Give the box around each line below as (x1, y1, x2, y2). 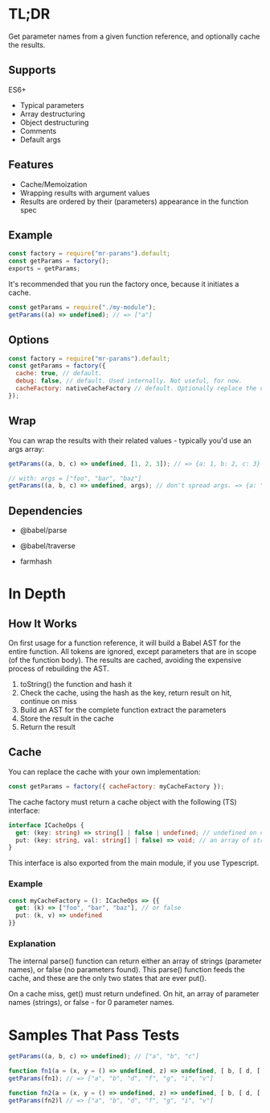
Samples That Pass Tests (8, 1026, 180, 1044)
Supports (8, 64, 56, 77)
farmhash (19, 556, 52, 566)
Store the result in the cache (19, 714, 114, 723)
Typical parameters (19, 100, 84, 110)
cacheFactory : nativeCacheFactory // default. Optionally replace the (15, 384, 257, 393)
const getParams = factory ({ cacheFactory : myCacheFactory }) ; (8, 782, 225, 790)
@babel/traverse (19, 541, 76, 551)
